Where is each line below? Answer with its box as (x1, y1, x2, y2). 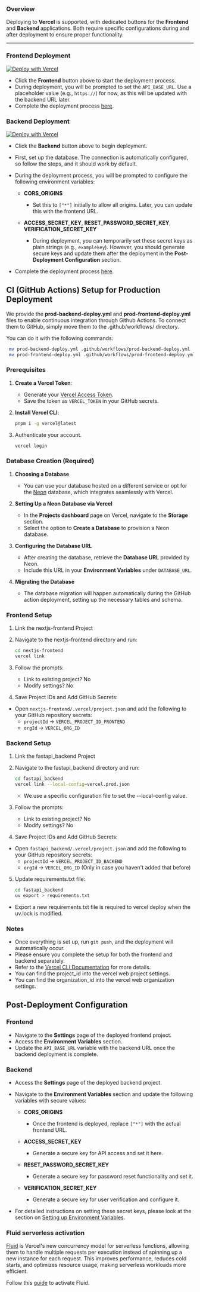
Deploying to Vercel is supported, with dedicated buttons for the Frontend (6, 19, 189, 26)
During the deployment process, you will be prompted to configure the (14, 172, 187, 179)
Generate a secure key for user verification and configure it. (32, 1196, 180, 1203)
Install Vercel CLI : (14, 409, 60, 416)
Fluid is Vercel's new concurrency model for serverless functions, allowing (6, 1242, 189, 1250)
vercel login (14, 443, 48, 449)
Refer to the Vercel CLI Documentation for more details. (14, 963, 151, 970)
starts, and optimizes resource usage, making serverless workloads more (6, 1262, 186, 1269)
